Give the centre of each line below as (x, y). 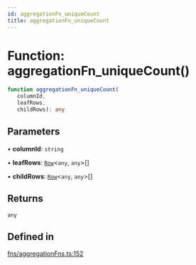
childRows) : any (41, 110)
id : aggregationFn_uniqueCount (54, 14)
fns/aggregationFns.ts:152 (45, 254)
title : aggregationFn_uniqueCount (59, 21)
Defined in (31, 236)
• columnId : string (36, 148)
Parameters (34, 132)
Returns (26, 199)
